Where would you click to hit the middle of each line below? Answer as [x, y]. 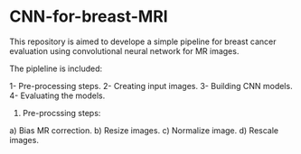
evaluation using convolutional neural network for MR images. [124, 50]
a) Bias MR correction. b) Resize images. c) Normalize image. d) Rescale [144, 130]
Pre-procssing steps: [61, 113]
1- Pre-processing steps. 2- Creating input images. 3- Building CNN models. [151, 86]
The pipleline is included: [56, 68]
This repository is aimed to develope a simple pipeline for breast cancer [143, 41]
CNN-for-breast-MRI [89, 17]
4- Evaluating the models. [57, 95]
